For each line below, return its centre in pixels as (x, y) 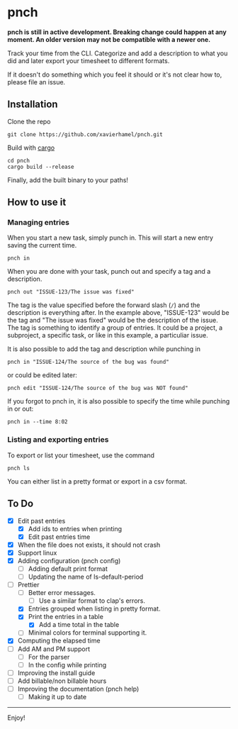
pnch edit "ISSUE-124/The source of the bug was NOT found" (98, 388)
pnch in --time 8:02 (38, 422)
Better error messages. (62, 593)
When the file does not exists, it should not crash (89, 545)
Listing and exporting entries (58, 440)
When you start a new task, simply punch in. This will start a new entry (110, 238)
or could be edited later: (42, 375)
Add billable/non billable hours (62, 681)
